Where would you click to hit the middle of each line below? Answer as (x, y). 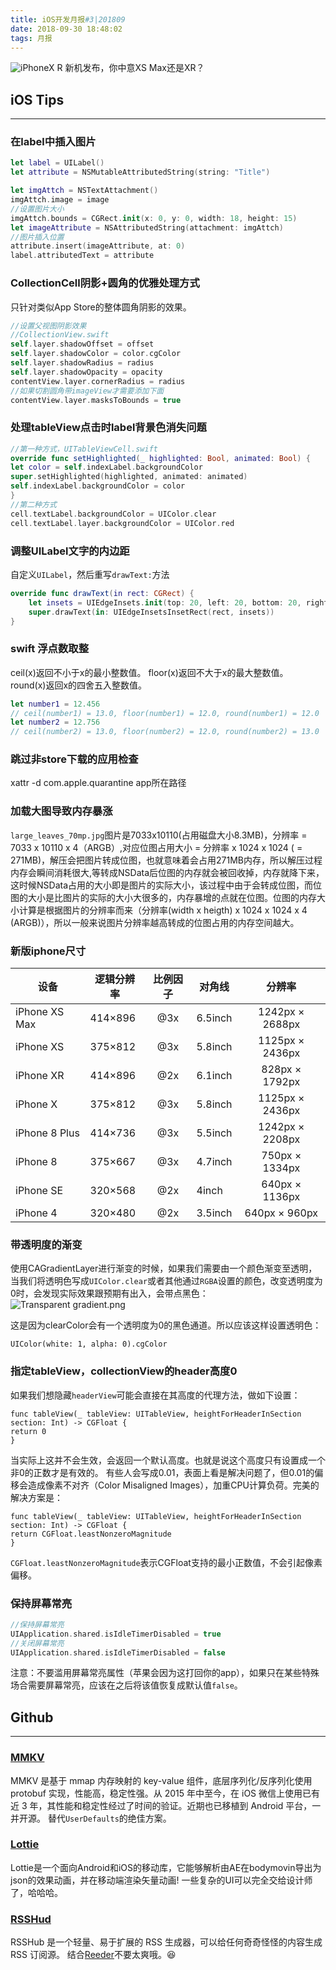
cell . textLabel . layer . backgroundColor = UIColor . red (122, 523)
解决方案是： (36, 1497)
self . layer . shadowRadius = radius (82, 363)
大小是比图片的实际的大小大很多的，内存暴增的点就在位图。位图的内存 (172, 897)
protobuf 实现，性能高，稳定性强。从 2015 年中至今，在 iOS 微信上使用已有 (165, 1793)
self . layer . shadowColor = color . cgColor (96, 354)
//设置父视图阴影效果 (48, 326)
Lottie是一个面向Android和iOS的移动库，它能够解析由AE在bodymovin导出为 (166, 1867)
